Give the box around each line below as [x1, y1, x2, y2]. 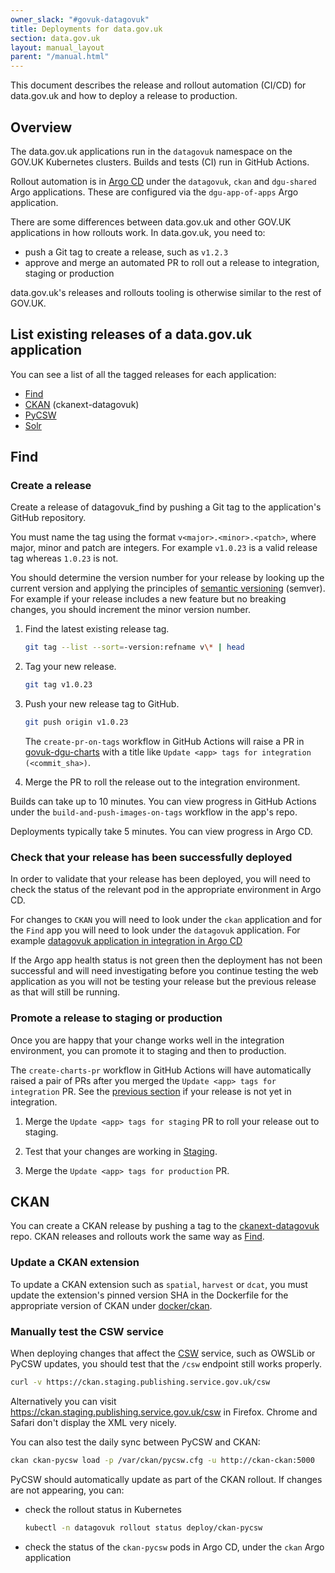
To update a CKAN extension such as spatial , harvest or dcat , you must [10, 1278, 308, 1290]
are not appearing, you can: [10, 1484, 125, 1496]
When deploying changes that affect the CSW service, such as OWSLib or [10, 1347, 316, 1360]
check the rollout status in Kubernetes [24, 1503, 182, 1515]
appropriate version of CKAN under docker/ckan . [10, 1299, 213, 1311]
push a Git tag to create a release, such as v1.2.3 [24, 246, 229, 258]
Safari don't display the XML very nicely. [10, 1416, 177, 1428]
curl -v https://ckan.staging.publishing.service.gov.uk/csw [10, 1377, 271, 1388]
